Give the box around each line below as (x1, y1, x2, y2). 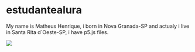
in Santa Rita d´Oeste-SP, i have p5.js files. (6, 28, 109, 35)
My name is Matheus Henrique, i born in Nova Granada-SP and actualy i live (6, 23, 190, 29)
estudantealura (6, 3, 82, 17)
